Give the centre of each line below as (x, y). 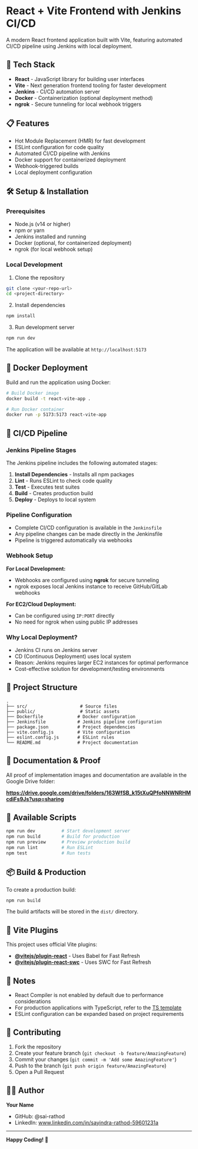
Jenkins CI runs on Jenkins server (56, 650)
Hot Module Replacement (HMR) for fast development (80, 141)
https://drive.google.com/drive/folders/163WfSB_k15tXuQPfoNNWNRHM (99, 793)
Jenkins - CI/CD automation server (57, 91)
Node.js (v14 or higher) (42, 224)
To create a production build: (41, 889)
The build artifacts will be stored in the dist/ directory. (72, 912)
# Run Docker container (35, 409)
